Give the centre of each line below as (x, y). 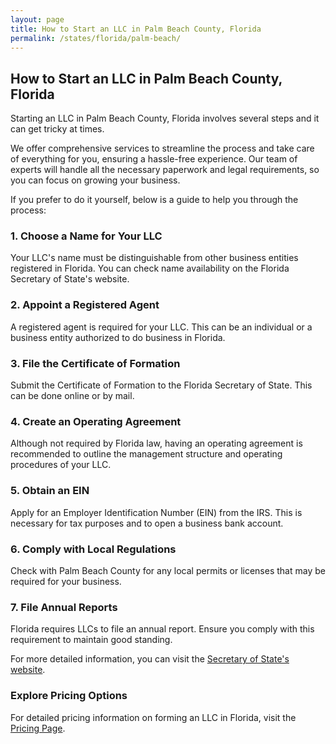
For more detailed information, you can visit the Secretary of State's (150, 659)
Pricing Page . (38, 728)
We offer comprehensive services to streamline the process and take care (162, 148)
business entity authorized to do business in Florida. (118, 337)
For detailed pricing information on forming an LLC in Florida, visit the (153, 717)
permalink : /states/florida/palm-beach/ (96, 38)
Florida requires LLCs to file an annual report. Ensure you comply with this (162, 629)
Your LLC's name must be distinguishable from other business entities (154, 258)
